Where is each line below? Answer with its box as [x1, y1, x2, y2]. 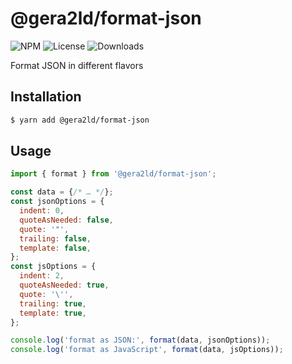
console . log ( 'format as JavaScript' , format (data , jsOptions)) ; [10, 345, 284, 355]
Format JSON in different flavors [10, 59, 144, 71]
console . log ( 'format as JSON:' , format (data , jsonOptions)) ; [10, 335, 271, 346]
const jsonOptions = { [10, 197, 105, 207]
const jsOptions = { [10, 262, 97, 272]
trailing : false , [19, 233, 92, 244]
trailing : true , [19, 298, 87, 309]
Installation [10, 88, 82, 106]
